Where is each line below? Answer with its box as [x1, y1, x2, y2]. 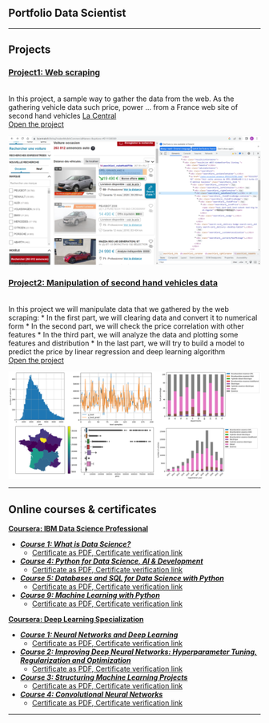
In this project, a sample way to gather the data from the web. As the [8, 94, 235, 103]
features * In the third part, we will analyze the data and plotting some [8, 329, 239, 339]
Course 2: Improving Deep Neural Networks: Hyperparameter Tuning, [19, 647, 258, 656]
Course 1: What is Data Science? [19, 539, 131, 549]
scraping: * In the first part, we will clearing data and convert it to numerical [8, 313, 258, 322]
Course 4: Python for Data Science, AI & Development [19, 556, 203, 566]
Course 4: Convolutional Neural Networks [19, 689, 163, 700]
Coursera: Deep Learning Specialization [8, 615, 144, 624]
